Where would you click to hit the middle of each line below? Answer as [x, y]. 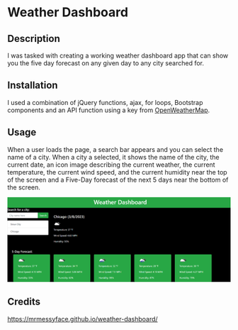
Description [34, 39]
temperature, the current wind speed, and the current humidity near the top [118, 172]
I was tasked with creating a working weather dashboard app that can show [118, 55]
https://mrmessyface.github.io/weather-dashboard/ [83, 319]
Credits [24, 302]
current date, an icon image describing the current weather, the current [111, 165]
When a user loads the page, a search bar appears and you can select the [115, 149]
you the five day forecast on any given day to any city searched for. [106, 63]
